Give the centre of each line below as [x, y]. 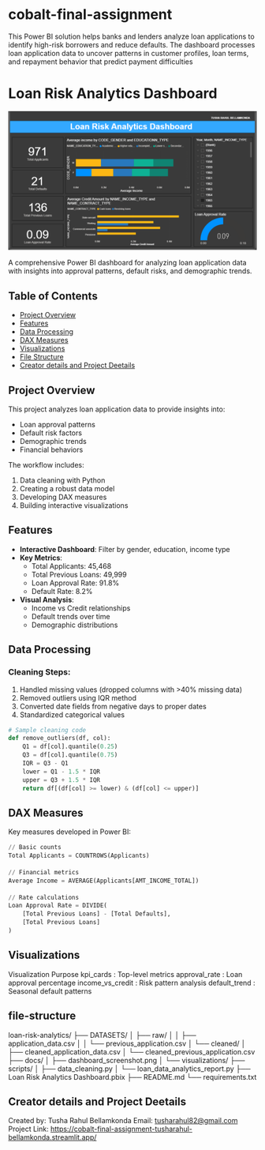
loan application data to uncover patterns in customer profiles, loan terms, [129, 53]
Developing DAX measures [63, 497]
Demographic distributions [75, 625]
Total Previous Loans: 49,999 [79, 574]
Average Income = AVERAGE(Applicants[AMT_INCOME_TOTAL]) [104, 881]
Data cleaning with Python [62, 480]
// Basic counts [35, 847]
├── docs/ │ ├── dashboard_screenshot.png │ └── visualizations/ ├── [127, 1060]
